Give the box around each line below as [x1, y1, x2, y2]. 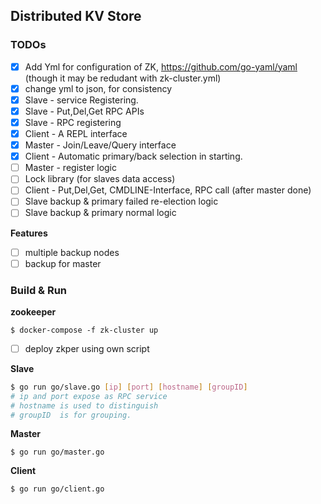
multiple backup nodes [24, 246, 120, 258]
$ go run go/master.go [10, 447, 105, 458]
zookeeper [10, 305, 57, 318]
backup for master [24, 257, 102, 269]
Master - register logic [24, 162, 118, 174]
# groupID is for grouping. [10, 410, 132, 420]
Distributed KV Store [10, 8, 142, 25]
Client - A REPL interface [24, 128, 128, 139]
